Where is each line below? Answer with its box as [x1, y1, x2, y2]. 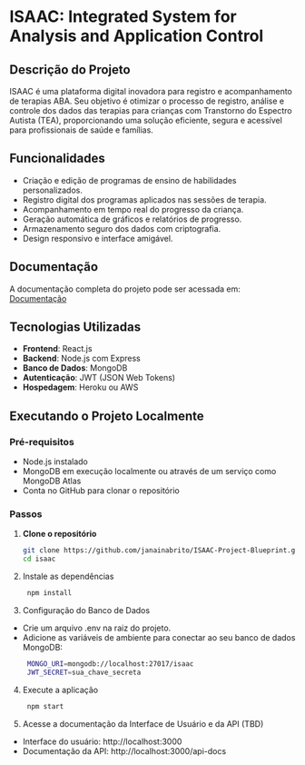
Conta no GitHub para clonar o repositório [22, 485, 180, 496]
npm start [26, 701, 64, 710]
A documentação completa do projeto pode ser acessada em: [9, 283, 241, 294]
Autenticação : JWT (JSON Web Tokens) [22, 373, 175, 383]
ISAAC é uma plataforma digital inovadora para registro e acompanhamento [9, 86, 292, 96]
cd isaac [22, 554, 56, 564]
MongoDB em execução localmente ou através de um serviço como [22, 466, 277, 477]
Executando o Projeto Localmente [9, 408, 204, 423]
